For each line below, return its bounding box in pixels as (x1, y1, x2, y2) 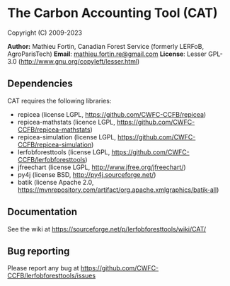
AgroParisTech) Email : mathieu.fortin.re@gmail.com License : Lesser (7, 50, 207, 58)
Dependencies (7, 78, 73, 90)
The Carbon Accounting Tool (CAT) (7, 5, 218, 21)
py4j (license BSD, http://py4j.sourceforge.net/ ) (17, 170, 156, 178)
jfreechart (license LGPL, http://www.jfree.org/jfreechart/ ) (17, 163, 186, 171)
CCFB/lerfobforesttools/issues (7, 271, 96, 280)
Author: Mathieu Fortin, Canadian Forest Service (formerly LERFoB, (7, 42, 204, 50)
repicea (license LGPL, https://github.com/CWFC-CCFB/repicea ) (17, 110, 207, 118)
